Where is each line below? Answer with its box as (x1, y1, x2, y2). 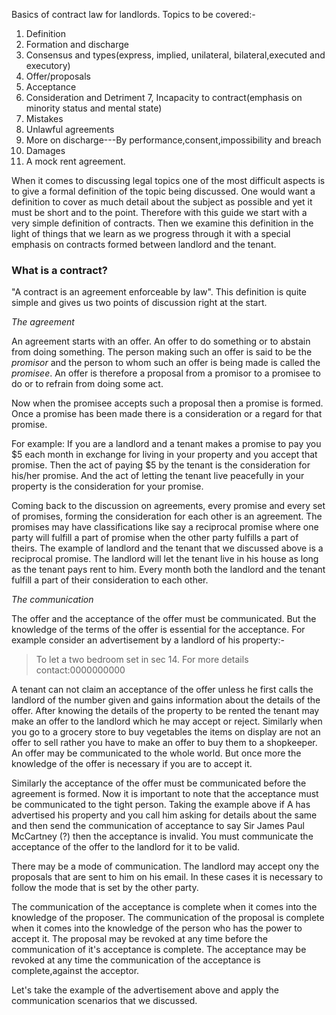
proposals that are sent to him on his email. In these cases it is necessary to (11, 871, 324, 883)
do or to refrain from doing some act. (11, 378, 164, 390)
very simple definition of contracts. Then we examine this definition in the (11, 217, 314, 229)
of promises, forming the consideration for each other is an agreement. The (11, 510, 323, 523)
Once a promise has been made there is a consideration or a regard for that (11, 408, 323, 420)
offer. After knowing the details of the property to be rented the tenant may (11, 705, 320, 717)
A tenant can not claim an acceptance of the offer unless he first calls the (11, 684, 314, 696)
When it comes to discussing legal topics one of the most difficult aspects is (11, 175, 326, 186)
